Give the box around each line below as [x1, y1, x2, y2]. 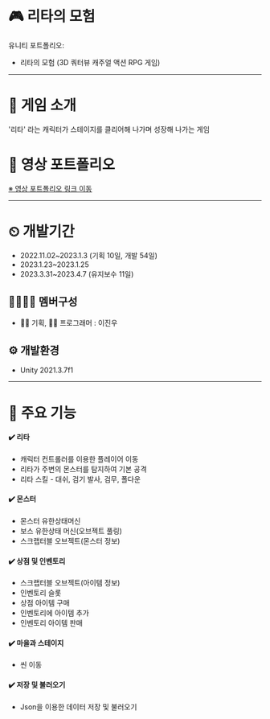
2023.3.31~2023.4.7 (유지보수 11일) [19, 269, 134, 278]
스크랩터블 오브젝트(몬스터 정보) [19, 536, 121, 545]
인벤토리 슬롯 [19, 588, 62, 598]
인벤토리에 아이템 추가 [19, 608, 90, 618]
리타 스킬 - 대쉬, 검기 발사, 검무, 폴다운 [19, 474, 141, 483]
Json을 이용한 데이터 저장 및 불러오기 [19, 701, 137, 712]
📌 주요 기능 [8, 404, 76, 422]
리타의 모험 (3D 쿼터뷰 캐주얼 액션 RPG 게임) [19, 57, 161, 67]
